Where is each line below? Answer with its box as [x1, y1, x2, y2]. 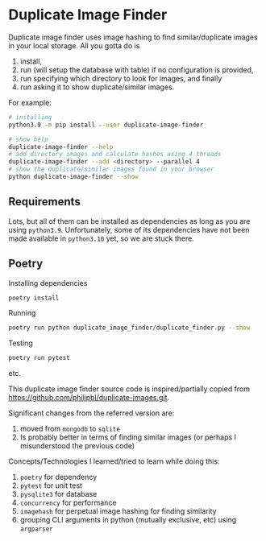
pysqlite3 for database [19, 489, 98, 499]
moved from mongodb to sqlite [19, 424, 121, 434]
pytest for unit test [19, 481, 83, 490]
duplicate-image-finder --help [8, 142, 114, 151]
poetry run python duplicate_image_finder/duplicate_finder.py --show [8, 324, 251, 332]
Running [8, 308, 36, 318]
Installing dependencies [8, 278, 88, 287]
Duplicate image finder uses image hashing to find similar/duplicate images [8, 32, 258, 42]
